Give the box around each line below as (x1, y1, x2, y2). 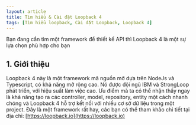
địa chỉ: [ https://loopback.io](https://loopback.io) (6, 113, 126, 120)
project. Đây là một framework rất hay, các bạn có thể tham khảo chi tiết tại (6, 106, 190, 113)
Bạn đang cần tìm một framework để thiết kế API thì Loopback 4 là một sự (6, 36, 187, 43)
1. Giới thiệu (6, 59, 50, 69)
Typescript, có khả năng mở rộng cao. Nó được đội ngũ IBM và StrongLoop (6, 81, 189, 88)
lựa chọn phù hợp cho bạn (6, 42, 70, 49)
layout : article (6, 8, 46, 15)
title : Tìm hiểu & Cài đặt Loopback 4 (6, 14, 102, 20)
